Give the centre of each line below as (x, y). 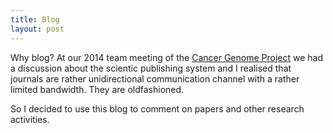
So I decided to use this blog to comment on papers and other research (157, 108)
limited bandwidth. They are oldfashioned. (97, 89)
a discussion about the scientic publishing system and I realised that (151, 68)
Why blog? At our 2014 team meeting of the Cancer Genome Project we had (166, 57)
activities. (30, 119)
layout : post (37, 29)
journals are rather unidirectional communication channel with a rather (155, 78)
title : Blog (35, 19)
